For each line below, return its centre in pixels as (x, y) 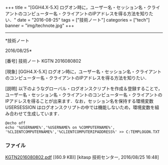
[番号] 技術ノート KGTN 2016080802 (43, 61)
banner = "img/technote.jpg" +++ (40, 26)
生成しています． (44, 114)
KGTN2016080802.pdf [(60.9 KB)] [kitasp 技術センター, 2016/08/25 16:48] (82, 157)
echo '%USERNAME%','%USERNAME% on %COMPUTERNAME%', (60, 127)
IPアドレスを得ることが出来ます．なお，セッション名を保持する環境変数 (79, 101)
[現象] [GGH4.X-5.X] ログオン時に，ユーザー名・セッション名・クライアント (83, 71)
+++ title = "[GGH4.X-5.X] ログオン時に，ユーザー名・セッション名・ (76, 7)
